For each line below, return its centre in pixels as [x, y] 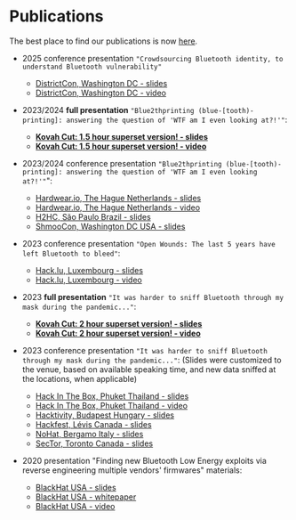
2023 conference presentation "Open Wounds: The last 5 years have [148, 243]
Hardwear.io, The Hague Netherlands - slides [118, 198]
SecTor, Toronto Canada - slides [94, 443]
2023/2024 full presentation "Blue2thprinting [108, 110]
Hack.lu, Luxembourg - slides [89, 270]
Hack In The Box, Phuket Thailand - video [112, 405]
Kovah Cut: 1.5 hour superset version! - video [121, 146]
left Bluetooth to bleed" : [71, 253]
